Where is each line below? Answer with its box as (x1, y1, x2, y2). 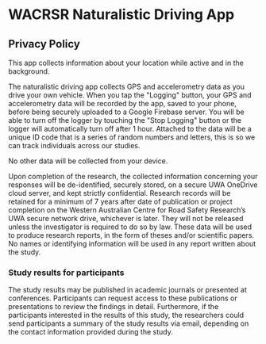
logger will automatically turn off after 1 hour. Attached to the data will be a (8, 124, 252, 133)
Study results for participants (8, 267, 125, 278)
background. (8, 67, 50, 76)
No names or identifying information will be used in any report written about (8, 239, 256, 248)
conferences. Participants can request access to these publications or (8, 293, 238, 303)
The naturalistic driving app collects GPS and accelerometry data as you (8, 82, 245, 91)
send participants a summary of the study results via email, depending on (8, 319, 249, 328)
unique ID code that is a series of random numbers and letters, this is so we (8, 132, 256, 142)
